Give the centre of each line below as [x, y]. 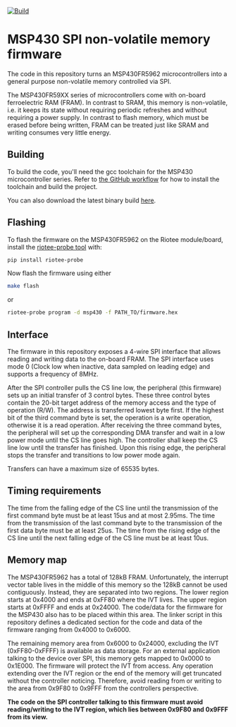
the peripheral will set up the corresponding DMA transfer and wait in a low [116, 433]
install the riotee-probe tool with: [55, 247]
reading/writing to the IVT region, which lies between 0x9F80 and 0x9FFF [118, 709]
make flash [23, 286]
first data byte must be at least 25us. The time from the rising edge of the [114, 530]
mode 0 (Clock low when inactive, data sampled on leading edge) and [109, 366]
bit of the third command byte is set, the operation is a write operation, [110, 417]
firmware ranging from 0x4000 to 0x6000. [69, 629]
